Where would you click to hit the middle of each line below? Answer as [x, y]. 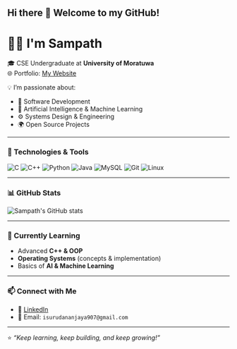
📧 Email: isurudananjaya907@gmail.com [73, 317]
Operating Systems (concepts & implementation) [89, 259]
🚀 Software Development [54, 102]
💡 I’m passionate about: [42, 87]
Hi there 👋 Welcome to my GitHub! [84, 13]
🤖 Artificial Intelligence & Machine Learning [80, 109]
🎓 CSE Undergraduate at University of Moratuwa [81, 63]
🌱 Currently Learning [44, 235]
